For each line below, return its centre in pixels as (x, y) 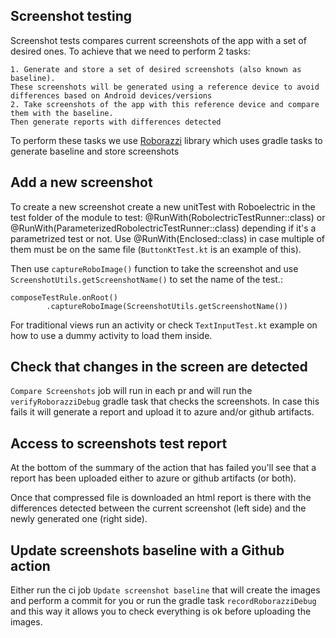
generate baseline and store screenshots (95, 151)
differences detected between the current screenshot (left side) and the (158, 508)
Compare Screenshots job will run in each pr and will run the (131, 391)
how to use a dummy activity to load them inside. (111, 335)
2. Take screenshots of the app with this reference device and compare (165, 104)
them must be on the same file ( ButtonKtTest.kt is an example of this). (156, 249)
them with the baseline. (62, 113)
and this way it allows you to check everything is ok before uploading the (161, 611)
